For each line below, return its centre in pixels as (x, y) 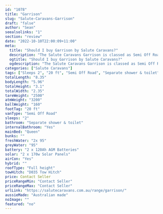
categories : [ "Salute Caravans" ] (39, 69)
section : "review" (24, 37)
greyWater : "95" (21, 145)
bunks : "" (15, 136)
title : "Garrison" (24, 14)
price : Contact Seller (28, 177)
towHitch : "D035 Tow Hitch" (33, 172)
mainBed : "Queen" (23, 132)
